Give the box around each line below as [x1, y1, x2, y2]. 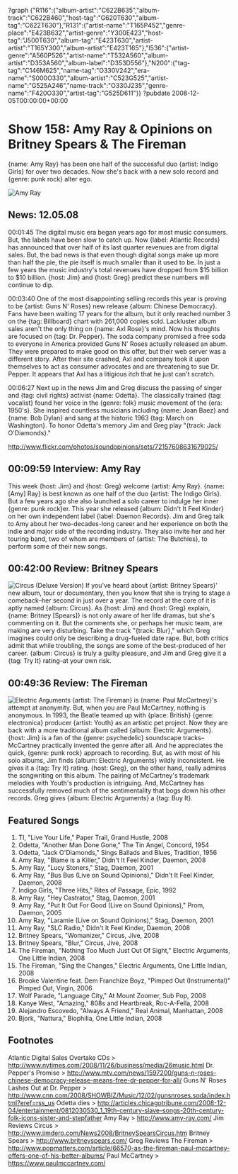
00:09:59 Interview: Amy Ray [8, 463, 141, 475]
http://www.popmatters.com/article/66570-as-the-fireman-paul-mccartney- [8, 1144, 230, 1152]
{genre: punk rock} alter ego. [8, 174, 93, 183]
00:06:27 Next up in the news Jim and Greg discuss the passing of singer [8, 383, 222, 392]
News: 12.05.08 [8, 209, 79, 221]
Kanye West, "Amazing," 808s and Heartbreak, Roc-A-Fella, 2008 [18, 999, 209, 1007]
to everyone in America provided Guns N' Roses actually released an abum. [8, 340, 228, 348]
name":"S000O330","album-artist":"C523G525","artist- [8, 74, 169, 82]
